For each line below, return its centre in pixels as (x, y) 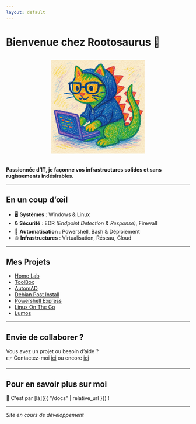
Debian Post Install (37, 295)
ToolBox (24, 282)
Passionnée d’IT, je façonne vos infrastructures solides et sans (84, 169)
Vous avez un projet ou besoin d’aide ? (52, 351)
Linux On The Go (35, 307)
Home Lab (27, 276)
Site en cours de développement (45, 415)
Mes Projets (28, 262)
